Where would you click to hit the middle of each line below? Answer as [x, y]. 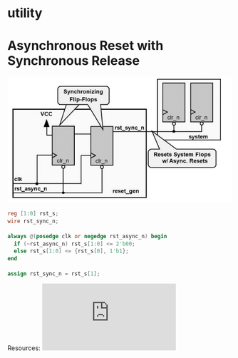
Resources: [24, 348]
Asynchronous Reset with [86, 46]
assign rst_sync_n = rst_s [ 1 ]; [54, 274]
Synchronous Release [74, 61]
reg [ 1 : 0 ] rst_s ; [33, 214]
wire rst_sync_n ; [33, 221]
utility [25, 13]
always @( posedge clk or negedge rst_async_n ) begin [87, 236]
